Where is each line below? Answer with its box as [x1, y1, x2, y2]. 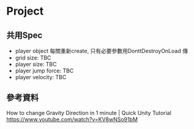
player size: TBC [15, 61, 57, 68]
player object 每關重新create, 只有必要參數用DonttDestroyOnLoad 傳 [15, 47, 188, 54]
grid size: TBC [15, 54, 51, 61]
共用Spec [6, 30, 43, 40]
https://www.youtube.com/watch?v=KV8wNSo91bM [6, 116, 138, 123]
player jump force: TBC [15, 67, 74, 74]
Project [6, 4, 44, 18]
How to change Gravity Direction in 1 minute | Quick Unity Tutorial [6, 109, 171, 116]
